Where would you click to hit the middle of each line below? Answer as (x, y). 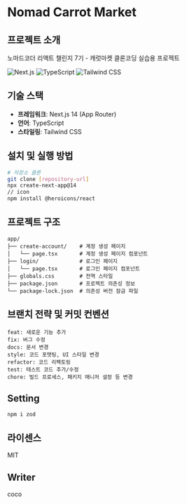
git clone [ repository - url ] (48, 179)
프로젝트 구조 (34, 222)
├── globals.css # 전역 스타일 (60, 276)
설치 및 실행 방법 (40, 156)
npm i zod (22, 415)
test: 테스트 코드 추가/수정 (43, 369)
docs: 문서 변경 (28, 347)
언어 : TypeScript (41, 123)
